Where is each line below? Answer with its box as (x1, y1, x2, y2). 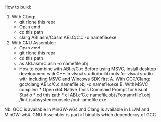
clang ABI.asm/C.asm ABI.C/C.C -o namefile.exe (19, 34, 117, 40)
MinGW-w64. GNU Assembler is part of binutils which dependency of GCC (4, 112, 156, 117)
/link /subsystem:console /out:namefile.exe (19, 97, 107, 102)
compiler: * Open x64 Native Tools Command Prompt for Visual (19, 87, 148, 92)
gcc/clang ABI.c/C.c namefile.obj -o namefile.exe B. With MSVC (19, 81, 148, 87)
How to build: (4, 4, 31, 10)
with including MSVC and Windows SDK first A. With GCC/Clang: (19, 76, 151, 82)
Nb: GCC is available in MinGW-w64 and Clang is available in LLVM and (4, 106, 149, 112)
